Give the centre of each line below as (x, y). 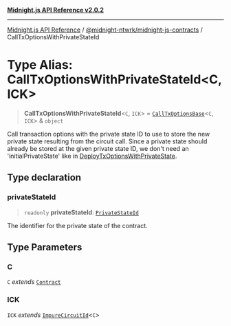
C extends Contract (34, 282)
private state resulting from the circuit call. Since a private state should (107, 141)
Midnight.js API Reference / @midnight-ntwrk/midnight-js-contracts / (105, 30)
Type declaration (44, 177)
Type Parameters (45, 247)
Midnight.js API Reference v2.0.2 (56, 10)
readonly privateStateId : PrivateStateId (81, 212)
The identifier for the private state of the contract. (77, 225)
